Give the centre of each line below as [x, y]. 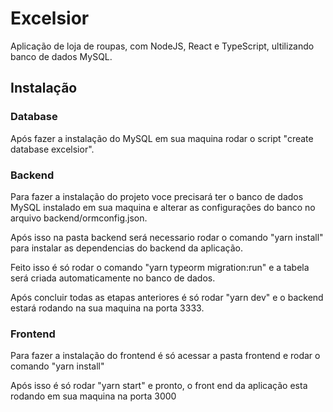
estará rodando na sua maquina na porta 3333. [107, 308]
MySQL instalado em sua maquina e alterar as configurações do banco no [163, 207]
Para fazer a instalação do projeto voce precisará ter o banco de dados [157, 196]
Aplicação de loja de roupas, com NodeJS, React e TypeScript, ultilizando [162, 46]
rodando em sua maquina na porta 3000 [93, 396]
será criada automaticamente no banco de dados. [113, 278]
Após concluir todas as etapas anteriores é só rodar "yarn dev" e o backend [167, 297]
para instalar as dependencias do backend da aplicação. [126, 248]
